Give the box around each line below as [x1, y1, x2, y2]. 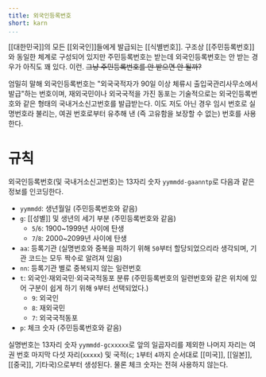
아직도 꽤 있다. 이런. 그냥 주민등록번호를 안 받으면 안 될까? [22, 61, 202, 72]
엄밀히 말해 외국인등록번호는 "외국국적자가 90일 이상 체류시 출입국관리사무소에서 [8, 79, 258, 88]
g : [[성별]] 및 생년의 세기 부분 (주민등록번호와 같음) [19, 214, 176, 223]
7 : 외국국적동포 [31, 313, 79, 323]
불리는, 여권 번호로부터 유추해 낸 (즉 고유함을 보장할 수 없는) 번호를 [35, 108, 242, 118]
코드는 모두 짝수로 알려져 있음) [28, 254, 122, 263]
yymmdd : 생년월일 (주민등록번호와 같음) [19, 204, 138, 213]
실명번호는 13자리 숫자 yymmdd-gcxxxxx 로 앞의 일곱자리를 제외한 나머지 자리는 [8, 340, 248, 350]
